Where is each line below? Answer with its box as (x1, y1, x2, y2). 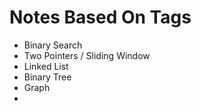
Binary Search (23, 39, 83, 51)
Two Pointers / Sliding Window (23, 49, 151, 61)
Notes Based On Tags (9, 6, 192, 29)
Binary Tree (23, 71, 72, 83)
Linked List (23, 60, 69, 72)
